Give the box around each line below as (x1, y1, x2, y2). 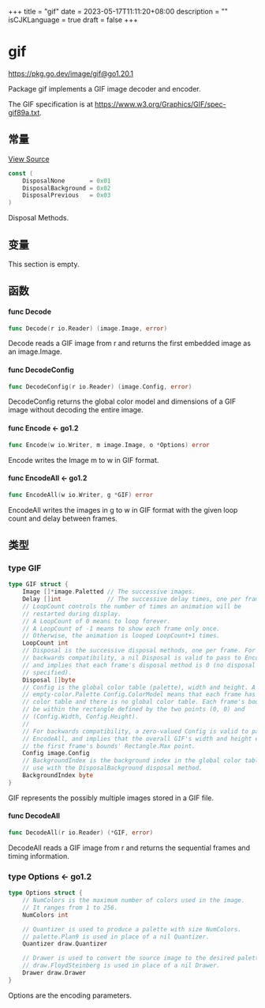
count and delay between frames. (8, 513, 118, 523)
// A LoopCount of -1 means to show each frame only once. (22, 624, 221, 633)
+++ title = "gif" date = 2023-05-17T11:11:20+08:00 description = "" (8, 7, 229, 16)
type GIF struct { (8, 581, 69, 589)
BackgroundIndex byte (22, 772, 93, 780)
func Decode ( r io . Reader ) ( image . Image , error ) (8, 324, 168, 333)
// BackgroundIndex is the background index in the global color (22, 757, 242, 765)
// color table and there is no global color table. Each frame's (22, 698, 245, 706)
